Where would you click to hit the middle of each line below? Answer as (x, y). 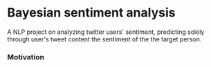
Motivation (26, 57)
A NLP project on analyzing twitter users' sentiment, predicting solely (106, 32)
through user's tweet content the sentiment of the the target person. (104, 39)
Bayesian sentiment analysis (91, 13)
